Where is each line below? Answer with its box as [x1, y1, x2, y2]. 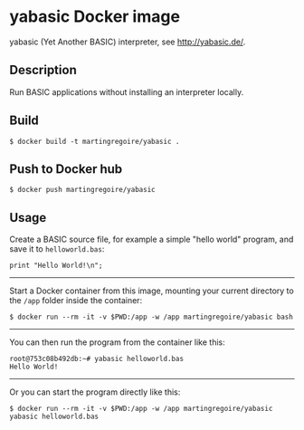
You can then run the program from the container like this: [9, 337, 226, 348]
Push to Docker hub [9, 161, 123, 177]
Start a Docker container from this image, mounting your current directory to [9, 285, 294, 296]
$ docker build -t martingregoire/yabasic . [9, 137, 180, 146]
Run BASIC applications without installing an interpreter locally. [9, 86, 244, 97]
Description [9, 62, 77, 78]
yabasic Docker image [9, 6, 181, 27]
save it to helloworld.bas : [9, 244, 105, 254]
